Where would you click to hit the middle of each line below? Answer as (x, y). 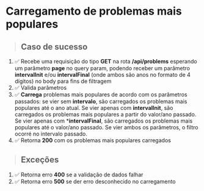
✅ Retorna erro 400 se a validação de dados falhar (79, 175)
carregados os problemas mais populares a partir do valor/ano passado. (105, 114)
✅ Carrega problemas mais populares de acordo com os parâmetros (101, 95)
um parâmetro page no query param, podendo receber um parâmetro (102, 68)
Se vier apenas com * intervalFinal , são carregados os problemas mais (104, 121)
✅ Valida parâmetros (41, 88)
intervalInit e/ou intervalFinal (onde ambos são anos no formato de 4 (102, 75)
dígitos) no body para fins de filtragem (63, 81)
